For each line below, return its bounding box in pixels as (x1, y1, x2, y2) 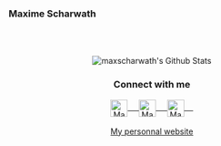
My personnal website (110, 126, 194, 137)
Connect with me (113, 78, 191, 91)
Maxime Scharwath (8, 7, 96, 20)
